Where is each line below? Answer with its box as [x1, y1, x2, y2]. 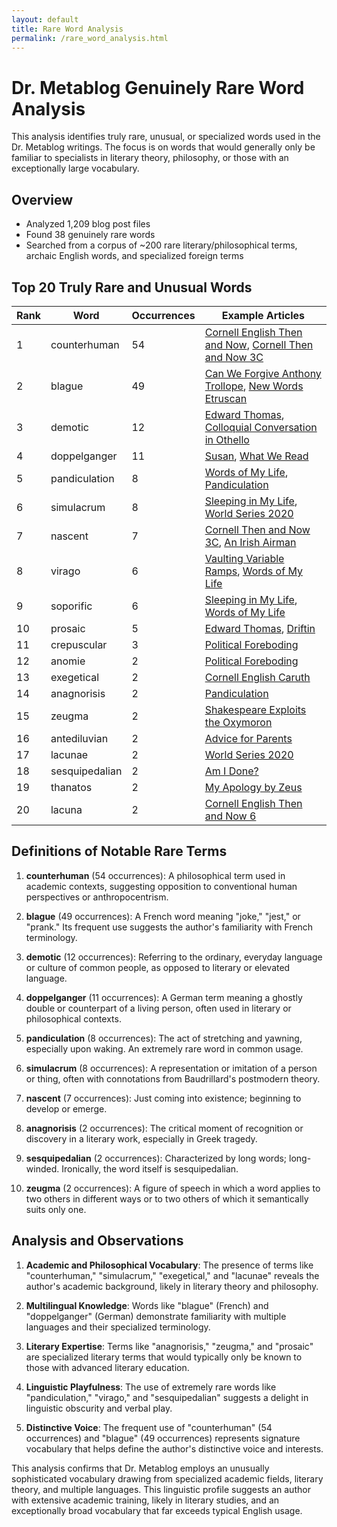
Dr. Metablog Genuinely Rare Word [11, 76, 305, 99]
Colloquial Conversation [204, 420, 318, 434]
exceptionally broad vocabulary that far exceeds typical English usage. [11, 1504, 303, 1516]
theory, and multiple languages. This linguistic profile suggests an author [11, 1483, 311, 1495]
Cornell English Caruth [204, 670, 311, 684]
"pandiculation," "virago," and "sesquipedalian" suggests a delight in [25, 1391, 309, 1403]
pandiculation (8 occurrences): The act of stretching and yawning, [25, 1032, 303, 1044]
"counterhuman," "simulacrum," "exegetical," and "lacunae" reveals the [25, 1269, 320, 1281]
